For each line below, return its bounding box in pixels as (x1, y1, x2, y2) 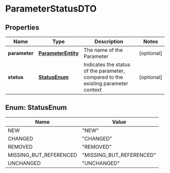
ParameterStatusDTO (5, 3, 97, 15)
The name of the (83, 46, 123, 53)
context (83, 86, 102, 93)
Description (94, 38, 123, 45)
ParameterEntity (38, 50, 79, 56)
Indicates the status (83, 61, 131, 68)
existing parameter (83, 80, 129, 87)
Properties (5, 23, 39, 32)
